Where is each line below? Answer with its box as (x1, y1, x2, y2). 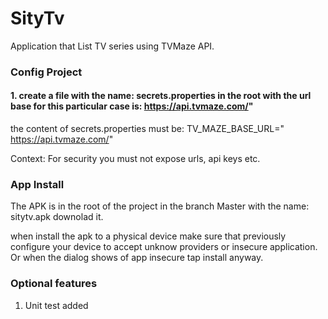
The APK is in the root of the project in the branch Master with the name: (10, 200, 310, 212)
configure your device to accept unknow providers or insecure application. (10, 241, 318, 253)
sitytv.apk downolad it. (10, 211, 104, 223)
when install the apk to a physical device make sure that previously (10, 230, 287, 242)
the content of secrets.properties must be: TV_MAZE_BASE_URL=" (10, 123, 285, 135)
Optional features (10, 277, 98, 291)
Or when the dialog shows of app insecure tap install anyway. (10, 252, 264, 264)
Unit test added (24, 299, 89, 311)
